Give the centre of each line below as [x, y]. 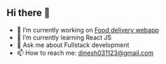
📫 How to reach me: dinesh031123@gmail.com [85, 53]
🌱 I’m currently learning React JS [64, 37]
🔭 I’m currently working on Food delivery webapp [88, 30]
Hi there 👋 [28, 13]
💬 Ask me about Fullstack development [73, 45]
